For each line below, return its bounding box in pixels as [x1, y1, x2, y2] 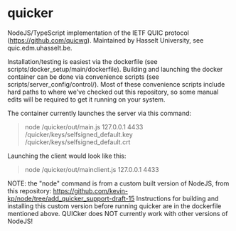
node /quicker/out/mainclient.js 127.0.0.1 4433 [24, 165, 159, 173]
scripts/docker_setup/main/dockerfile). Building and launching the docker [7, 65, 223, 73]
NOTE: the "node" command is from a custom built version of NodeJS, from [7, 179, 230, 188]
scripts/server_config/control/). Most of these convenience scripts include [7, 80, 225, 88]
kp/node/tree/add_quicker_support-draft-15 [7, 194, 135, 203]
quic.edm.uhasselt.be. [7, 43, 73, 52]
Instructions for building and [136, 194, 219, 203]
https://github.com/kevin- [53, 186, 128, 195]
